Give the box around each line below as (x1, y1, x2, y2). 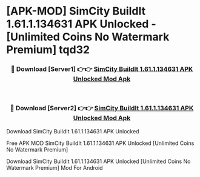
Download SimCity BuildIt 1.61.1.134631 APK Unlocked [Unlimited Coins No (6, 158, 191, 165)
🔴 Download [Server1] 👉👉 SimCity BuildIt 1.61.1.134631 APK (10, 65, 193, 73)
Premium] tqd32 (6, 43, 90, 57)
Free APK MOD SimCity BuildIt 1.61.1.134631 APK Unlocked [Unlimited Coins (6, 139, 195, 147)
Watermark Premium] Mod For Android (6, 164, 103, 171)
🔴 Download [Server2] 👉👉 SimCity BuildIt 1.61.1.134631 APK (10, 104, 194, 113)
